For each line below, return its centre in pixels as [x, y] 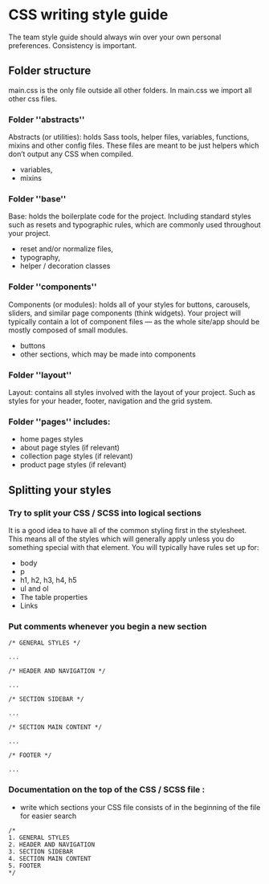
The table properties [54, 597]
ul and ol [34, 589]
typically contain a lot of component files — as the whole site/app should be [134, 321]
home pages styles [51, 439]
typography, [40, 258]
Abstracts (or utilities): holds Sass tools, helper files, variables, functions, [129, 137]
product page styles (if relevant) [73, 465]
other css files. [33, 99]
